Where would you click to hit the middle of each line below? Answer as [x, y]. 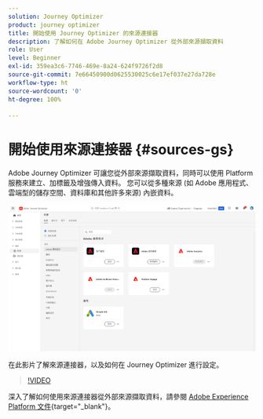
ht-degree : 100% [35, 99]
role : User [26, 50]
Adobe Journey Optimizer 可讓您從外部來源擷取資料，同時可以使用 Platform [131, 173]
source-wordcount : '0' [45, 91]
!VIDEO [39, 380]
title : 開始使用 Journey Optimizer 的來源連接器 [83, 33]
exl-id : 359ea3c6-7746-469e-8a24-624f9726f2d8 [86, 67]
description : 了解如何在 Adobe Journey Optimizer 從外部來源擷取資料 [116, 42]
